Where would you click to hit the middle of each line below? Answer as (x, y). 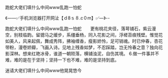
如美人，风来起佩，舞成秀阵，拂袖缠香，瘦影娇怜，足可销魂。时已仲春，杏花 (84, 41)
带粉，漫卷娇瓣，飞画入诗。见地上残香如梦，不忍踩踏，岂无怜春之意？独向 (82, 47)
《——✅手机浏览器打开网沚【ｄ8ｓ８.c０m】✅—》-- (57, 18)
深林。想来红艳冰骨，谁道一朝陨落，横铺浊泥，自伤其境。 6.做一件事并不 (84, 53)
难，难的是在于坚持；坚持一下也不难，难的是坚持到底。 (62, 60)
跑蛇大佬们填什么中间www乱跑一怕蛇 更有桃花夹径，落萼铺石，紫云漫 (81, 28)
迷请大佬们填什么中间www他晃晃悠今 (43, 70)
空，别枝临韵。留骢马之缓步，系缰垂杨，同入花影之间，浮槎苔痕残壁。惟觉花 (84, 35)
